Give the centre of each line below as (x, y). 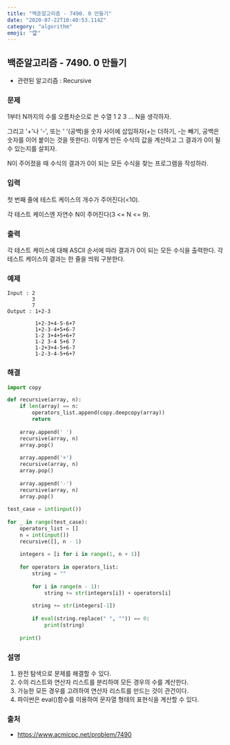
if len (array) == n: (49, 406)
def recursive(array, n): (44, 400)
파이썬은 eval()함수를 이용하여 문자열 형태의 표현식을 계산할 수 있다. (108, 699)
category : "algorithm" (40, 26)
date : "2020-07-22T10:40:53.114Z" (57, 20)
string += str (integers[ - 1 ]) (74, 606)
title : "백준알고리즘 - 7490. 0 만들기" (59, 14)
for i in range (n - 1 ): (66, 586)
